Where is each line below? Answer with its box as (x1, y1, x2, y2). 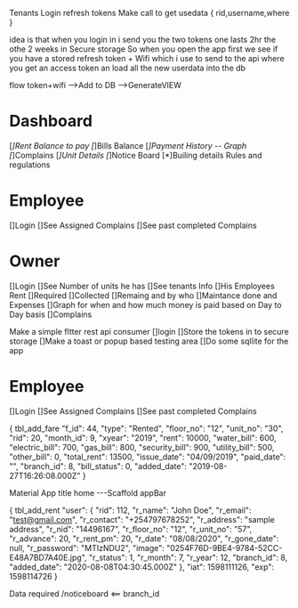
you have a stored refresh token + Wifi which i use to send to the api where (9, 53, 285, 63)
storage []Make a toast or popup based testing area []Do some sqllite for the (9, 336, 289, 346)
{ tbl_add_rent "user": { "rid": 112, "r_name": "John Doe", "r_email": (9, 505, 252, 515)
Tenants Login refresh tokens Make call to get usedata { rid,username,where (9, 8, 290, 18)
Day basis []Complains (9, 309, 93, 320)
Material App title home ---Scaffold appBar (9, 487, 167, 498)
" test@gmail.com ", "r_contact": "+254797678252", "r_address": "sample (9, 514, 276, 524)
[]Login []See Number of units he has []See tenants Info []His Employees (9, 280, 276, 291)
